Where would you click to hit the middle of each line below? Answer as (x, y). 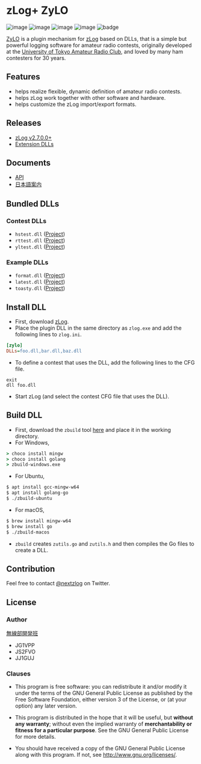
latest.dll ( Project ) (40, 282)
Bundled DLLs (33, 204)
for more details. (35, 737)
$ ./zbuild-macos (28, 532)
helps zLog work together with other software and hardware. (90, 97)
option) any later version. (46, 706)
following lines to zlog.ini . (48, 334)
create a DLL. (32, 550)
